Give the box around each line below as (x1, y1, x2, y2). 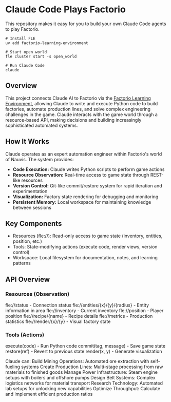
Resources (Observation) (5, 290, 70, 297)
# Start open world (5, 49, 47, 54)
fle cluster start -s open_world (5, 54, 77, 59)
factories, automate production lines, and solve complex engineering (5, 106, 150, 112)
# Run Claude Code (5, 63, 45, 68)
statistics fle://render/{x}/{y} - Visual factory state (5, 318, 111, 324)
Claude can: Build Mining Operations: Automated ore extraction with (5, 358, 149, 365)
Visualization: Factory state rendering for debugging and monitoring (12, 194, 159, 200)
